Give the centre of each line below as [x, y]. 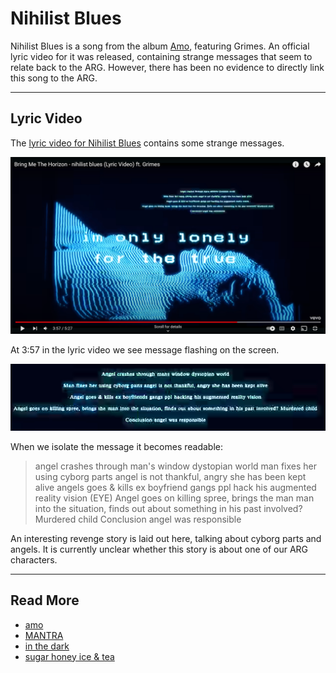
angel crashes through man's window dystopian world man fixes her [176, 466]
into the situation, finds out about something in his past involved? [168, 508]
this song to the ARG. [54, 78]
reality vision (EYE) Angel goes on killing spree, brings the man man [174, 498]
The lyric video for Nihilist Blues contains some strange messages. [147, 143]
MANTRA [44, 635]
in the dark [47, 646]
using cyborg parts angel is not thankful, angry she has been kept [170, 476]
